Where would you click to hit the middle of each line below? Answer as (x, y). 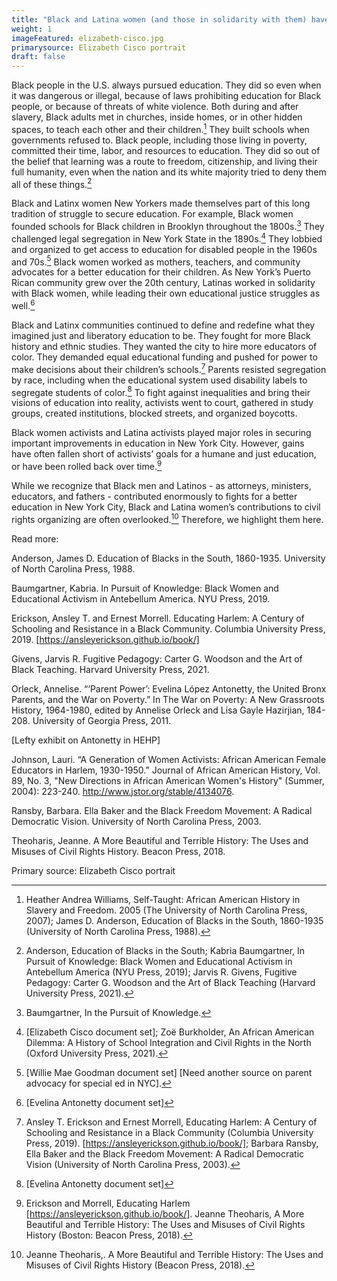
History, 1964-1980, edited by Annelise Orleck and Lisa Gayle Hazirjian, (158, 710)
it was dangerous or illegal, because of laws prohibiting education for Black (166, 96)
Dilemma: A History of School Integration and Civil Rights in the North (168, 1042)
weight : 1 (32, 29)
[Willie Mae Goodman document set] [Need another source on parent (169, 1072)
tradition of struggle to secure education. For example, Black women (152, 214)
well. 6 (23, 305)
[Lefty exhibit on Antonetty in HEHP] (86, 740)
